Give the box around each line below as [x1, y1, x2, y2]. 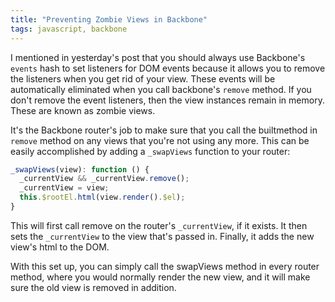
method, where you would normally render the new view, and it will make [10, 271, 311, 283]
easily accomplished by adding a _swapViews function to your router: [10, 145, 291, 157]
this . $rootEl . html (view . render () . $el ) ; [19, 192, 186, 203]
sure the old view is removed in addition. [10, 281, 177, 293]
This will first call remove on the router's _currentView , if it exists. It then [10, 219, 308, 231]
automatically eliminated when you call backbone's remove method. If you [10, 83, 312, 95]
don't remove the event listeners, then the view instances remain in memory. [10, 94, 325, 106]
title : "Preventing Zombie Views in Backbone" [10, 14, 208, 25]
